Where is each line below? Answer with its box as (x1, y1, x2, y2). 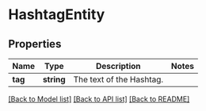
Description (95, 61, 141, 71)
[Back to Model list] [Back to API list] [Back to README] (8, 94, 190, 104)
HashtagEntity (8, 6, 105, 24)
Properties (8, 37, 62, 51)
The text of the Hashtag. (73, 74, 164, 85)
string (42, 74, 66, 85)
